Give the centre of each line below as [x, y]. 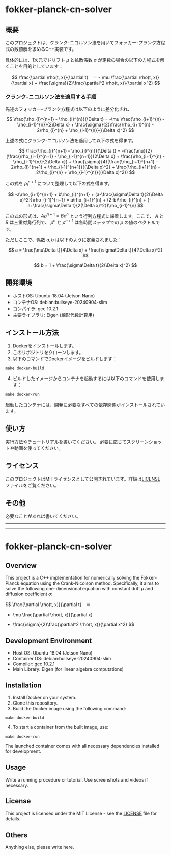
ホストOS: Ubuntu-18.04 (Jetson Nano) [54, 296]
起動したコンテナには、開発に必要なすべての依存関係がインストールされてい [85, 405]
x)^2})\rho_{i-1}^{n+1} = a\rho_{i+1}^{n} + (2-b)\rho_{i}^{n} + [83, 199]
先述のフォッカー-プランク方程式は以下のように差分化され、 [69, 109]
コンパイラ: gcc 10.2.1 [35, 308]
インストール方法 [32, 333]
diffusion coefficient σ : [29, 594]
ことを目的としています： [36, 66]
